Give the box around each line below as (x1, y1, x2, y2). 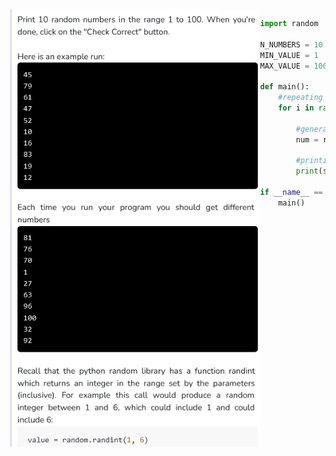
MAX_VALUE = (259, 61, 310, 71)
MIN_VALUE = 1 (259, 50, 319, 60)
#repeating (278, 93, 323, 103)
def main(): (259, 82, 310, 92)
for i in (278, 103, 315, 113)
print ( (295, 166, 323, 177)
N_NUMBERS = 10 (259, 39, 323, 50)
